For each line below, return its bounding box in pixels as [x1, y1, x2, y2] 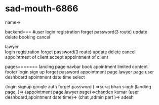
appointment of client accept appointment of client [5, 54, 109, 60]
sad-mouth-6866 [5, 3, 79, 14]
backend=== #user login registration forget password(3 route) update [5, 29, 148, 35]
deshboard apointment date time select [5, 74, 85, 80]
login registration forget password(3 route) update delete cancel [5, 49, 136, 55]
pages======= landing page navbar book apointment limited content [5, 64, 148, 70]
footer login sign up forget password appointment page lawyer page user [5, 69, 154, 74]
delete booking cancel [5, 34, 50, 40]
